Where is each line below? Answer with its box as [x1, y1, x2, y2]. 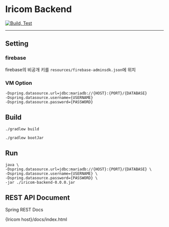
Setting [5, 39, 29, 48]
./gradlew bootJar [5, 135, 44, 140]
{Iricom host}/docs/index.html [5, 216, 67, 222]
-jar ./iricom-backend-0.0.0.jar [5, 180, 75, 185]
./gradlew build [5, 127, 39, 132]
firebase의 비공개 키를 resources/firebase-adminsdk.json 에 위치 [5, 66, 136, 72]
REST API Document [5, 193, 70, 202]
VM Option [5, 79, 32, 86]
